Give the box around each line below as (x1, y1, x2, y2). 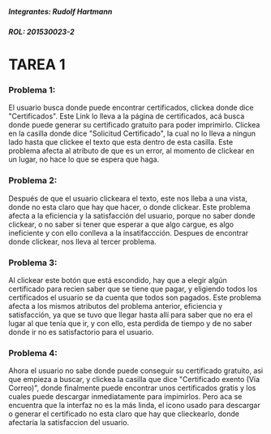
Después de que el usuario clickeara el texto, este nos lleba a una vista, (8, 193, 247, 203)
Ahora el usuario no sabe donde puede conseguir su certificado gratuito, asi (8, 366, 264, 375)
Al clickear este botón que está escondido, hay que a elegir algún (8, 276, 227, 285)
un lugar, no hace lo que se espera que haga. (8, 154, 160, 164)
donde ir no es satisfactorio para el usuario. (8, 328, 154, 337)
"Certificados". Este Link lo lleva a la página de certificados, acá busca (8, 111, 245, 121)
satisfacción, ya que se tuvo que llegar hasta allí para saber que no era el (8, 310, 253, 320)
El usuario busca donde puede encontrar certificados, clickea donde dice (8, 102, 254, 113)
